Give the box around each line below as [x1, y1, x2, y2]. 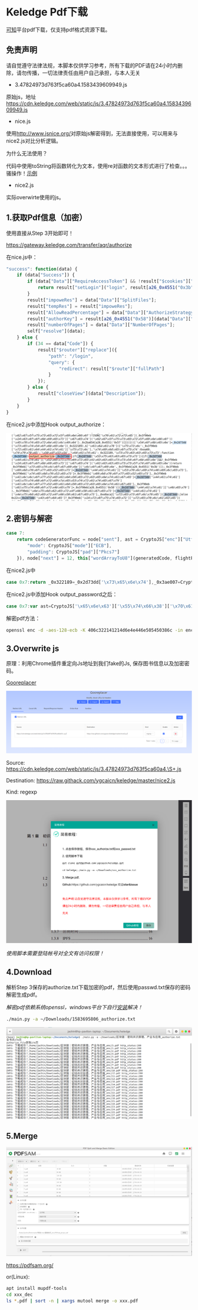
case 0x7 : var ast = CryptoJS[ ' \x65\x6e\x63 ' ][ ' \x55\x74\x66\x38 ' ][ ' [6, 603, 173, 609]
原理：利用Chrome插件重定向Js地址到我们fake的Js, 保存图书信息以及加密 [6, 660, 184, 667]
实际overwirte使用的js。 [6, 193, 64, 201]
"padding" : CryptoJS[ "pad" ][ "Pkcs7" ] [27, 549, 120, 555]
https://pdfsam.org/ [6, 1262, 54, 1269]
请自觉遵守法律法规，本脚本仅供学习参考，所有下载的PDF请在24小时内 [6, 61, 178, 69]
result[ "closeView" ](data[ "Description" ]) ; [37, 391, 146, 396]
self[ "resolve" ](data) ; [27, 329, 85, 334]
